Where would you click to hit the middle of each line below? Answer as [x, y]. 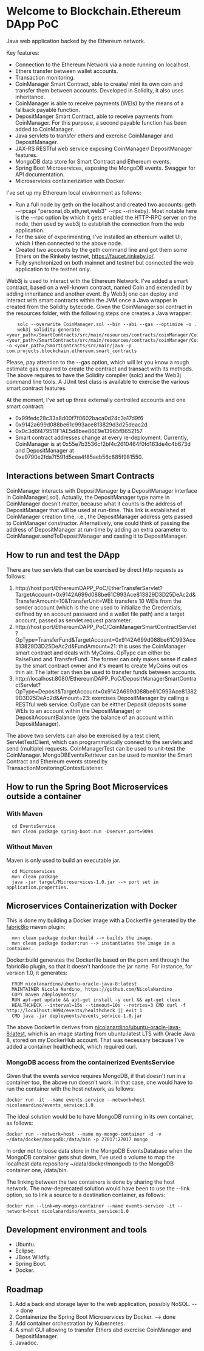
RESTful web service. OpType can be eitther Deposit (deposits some [101, 704]
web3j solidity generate [49, 330]
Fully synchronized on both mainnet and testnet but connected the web [104, 262]
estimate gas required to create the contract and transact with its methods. [100, 369]
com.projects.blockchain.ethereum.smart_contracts [72, 351]
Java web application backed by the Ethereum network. [76, 41]
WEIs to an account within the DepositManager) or [78, 710]
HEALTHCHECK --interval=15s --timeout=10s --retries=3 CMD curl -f [99, 1005]
